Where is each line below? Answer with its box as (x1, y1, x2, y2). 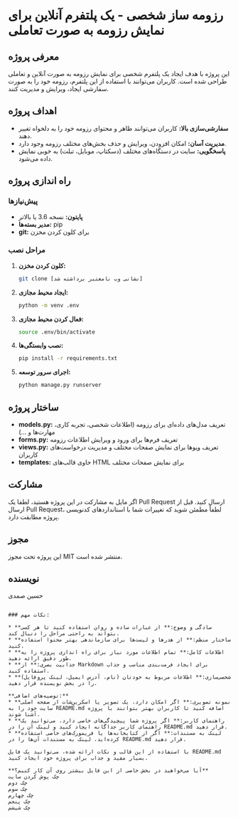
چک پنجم (8, 798, 31, 805)
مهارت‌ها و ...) (18, 427, 55, 436)
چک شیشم (8, 804, 31, 812)
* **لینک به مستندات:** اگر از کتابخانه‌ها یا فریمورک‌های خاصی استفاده (8, 730, 222, 737)
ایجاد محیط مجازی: (18, 288, 69, 297)
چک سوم (8, 786, 28, 793)
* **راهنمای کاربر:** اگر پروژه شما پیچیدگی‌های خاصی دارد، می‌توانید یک (8, 717, 225, 725)
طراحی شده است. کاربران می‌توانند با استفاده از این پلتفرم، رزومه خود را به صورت (8, 77, 227, 85)
